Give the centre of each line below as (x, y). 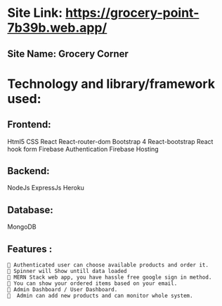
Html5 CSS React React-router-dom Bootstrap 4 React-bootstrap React (110, 141)
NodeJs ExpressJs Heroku (46, 188)
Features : (30, 249)
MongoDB (22, 227)
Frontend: (29, 125)
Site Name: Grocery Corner (68, 54)
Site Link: (35, 13)
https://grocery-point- (132, 13)
